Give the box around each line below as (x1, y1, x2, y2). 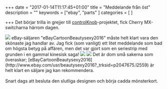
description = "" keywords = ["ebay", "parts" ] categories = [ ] (5, 9, 133, 15)
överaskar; (5, 57, 27, 62)
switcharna (5, 24, 28, 30)
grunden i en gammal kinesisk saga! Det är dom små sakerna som (5, 51, 153, 57)
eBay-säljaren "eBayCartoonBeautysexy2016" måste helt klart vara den (11, 35, 158, 40)
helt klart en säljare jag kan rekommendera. (5, 67, 94, 73)
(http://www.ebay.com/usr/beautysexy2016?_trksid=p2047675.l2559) (5, 62, 149, 68)
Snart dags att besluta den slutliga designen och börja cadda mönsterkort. (5, 78, 158, 84)
